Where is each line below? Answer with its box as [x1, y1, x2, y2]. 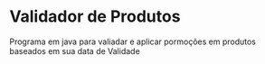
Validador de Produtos [9, 6, 181, 27]
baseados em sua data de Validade [9, 45, 140, 56]
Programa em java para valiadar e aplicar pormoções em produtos [9, 36, 256, 47]
